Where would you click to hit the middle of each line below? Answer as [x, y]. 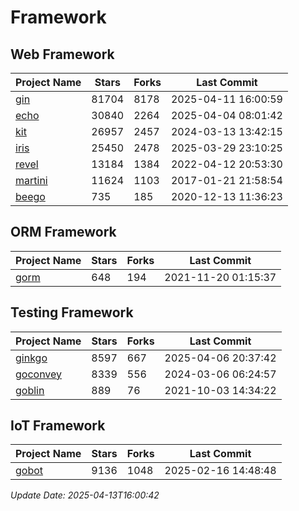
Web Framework [62, 54]
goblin [30, 390]
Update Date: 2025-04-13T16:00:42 [85, 495]
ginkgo [31, 358]
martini [31, 180]
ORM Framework [63, 232]
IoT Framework [58, 426]
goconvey [39, 374]
